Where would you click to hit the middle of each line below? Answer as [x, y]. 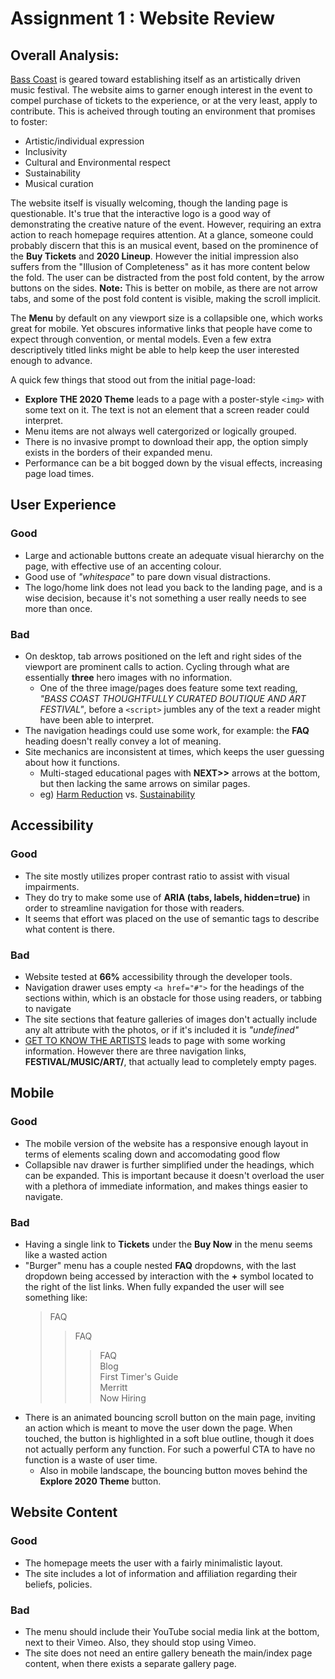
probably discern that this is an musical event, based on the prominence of [164, 245]
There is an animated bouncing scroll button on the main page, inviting [170, 1417]
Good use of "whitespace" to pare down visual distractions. [147, 576]
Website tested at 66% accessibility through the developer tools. [158, 976]
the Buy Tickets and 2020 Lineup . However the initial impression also [154, 256]
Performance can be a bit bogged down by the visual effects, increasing [173, 463]
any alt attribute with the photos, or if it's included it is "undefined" [162, 1029]
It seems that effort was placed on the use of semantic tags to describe [172, 918]
